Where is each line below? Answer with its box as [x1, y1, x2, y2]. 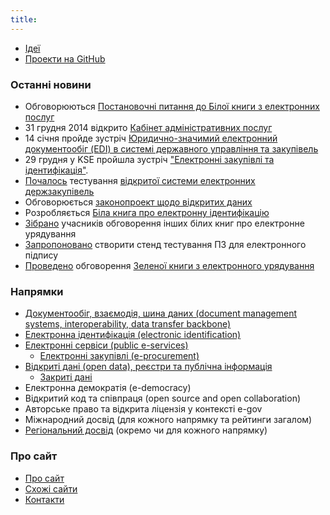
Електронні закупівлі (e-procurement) [39, 350, 200, 362]
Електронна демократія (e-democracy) [24, 382, 192, 394]
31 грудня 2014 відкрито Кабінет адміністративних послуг [24, 121, 273, 133]
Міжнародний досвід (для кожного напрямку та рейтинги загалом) [24, 414, 313, 426]
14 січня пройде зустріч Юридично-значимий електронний [24, 132, 278, 144]
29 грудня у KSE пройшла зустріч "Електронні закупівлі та [24, 153, 275, 165]
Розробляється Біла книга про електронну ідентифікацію [24, 206, 270, 218]
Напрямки [10, 284, 64, 298]
